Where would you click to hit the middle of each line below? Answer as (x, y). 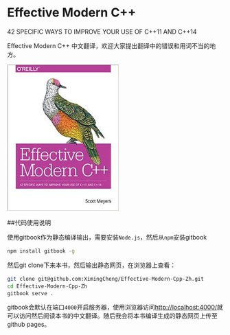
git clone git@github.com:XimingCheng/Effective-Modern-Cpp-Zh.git (106, 279)
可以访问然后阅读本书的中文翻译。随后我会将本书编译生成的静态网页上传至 (112, 316)
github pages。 (29, 325)
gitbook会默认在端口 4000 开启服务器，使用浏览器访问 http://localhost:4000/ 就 (115, 308)
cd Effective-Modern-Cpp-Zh (47, 286)
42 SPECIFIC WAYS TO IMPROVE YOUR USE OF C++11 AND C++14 (102, 32)
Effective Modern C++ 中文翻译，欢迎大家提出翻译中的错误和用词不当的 (108, 45)
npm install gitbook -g (41, 251)
